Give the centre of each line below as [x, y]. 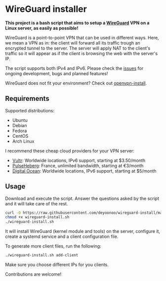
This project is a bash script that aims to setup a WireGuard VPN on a [77, 23]
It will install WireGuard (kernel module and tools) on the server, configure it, [83, 232]
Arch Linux [23, 141]
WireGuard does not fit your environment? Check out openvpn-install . [76, 83]
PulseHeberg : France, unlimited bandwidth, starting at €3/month [78, 165]
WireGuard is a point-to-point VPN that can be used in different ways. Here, [82, 38]
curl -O [13, 213]
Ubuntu [20, 120]
